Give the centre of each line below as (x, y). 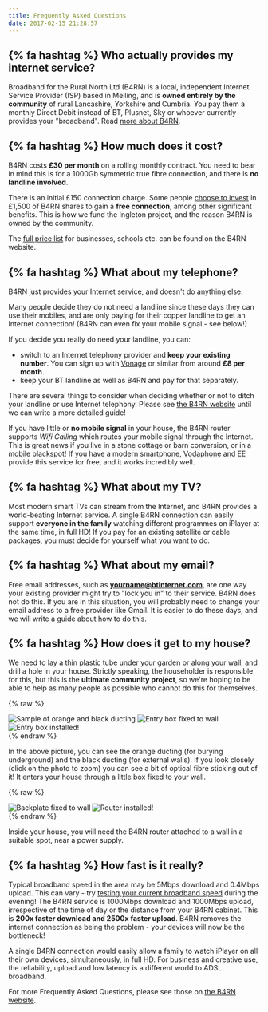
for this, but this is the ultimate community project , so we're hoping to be (130, 680)
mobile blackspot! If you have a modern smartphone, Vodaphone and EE (127, 453)
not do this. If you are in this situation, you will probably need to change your (134, 601)
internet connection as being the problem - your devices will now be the (126, 927)
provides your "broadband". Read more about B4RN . (95, 121)
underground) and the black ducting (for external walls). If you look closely (131, 760)
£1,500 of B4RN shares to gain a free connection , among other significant (130, 206)
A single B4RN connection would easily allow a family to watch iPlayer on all (133, 951)
